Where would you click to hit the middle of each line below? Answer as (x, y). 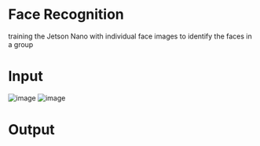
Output (31, 130)
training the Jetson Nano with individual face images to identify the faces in (130, 36)
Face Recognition (66, 15)
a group (21, 44)
